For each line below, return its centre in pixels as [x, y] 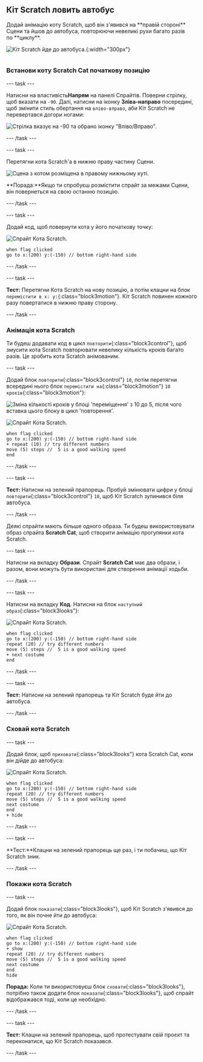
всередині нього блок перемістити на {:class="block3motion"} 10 [88, 386]
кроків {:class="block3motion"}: [46, 393]
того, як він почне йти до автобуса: [52, 915]
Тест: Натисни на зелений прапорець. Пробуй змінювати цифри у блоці [99, 490]
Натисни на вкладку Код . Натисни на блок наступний [74, 604]
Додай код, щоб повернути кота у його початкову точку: [80, 227]
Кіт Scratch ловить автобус [60, 10]
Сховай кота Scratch [38, 729]
